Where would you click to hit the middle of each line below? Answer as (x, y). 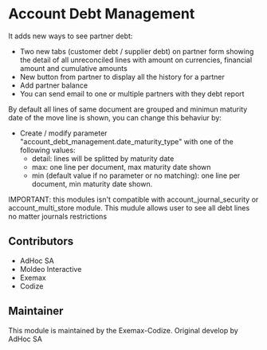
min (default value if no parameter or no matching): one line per (136, 175)
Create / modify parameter (63, 133)
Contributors (41, 241)
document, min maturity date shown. (92, 183)
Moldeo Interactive (51, 269)
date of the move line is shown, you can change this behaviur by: (115, 117)
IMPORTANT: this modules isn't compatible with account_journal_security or (133, 199)
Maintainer (36, 311)
